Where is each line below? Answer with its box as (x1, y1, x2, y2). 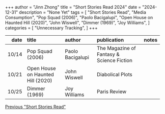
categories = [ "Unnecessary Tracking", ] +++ (5, 25, 98, 31)
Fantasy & (96, 51, 120, 58)
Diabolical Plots (96, 71, 133, 78)
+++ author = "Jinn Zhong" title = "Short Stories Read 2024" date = (5, 4, 141, 10)
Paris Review (96, 88, 127, 95)
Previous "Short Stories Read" (5, 104, 66, 110)
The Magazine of (96, 45, 136, 51)
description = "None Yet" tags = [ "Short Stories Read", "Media (19, 9, 146, 15)
